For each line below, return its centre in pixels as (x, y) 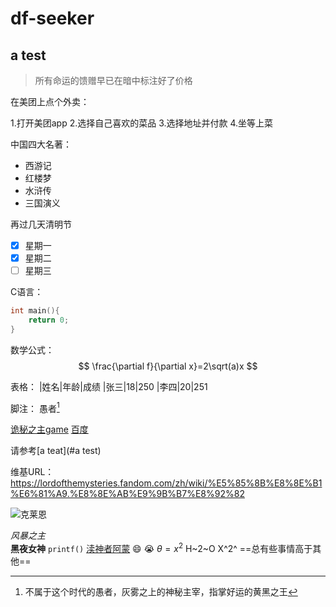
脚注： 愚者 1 (35, 407)
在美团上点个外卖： (50, 101)
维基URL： (32, 472)
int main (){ (35, 311)
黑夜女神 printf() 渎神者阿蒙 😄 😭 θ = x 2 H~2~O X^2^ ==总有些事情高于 (161, 548)
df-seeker (52, 18)
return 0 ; (49, 320)
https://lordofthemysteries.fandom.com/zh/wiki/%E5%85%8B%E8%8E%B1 (166, 483)
